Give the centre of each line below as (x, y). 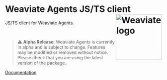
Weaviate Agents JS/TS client (68, 9)
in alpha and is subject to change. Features (61, 47)
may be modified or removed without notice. (63, 52)
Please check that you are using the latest (60, 57)
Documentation (21, 72)
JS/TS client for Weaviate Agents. (40, 23)
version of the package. (42, 63)
